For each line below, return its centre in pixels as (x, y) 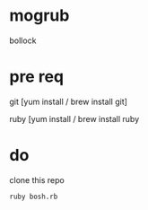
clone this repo (37, 179)
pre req (37, 77)
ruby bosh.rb (34, 197)
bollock (23, 40)
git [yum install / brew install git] (69, 101)
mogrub (39, 16)
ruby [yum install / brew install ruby (74, 118)
